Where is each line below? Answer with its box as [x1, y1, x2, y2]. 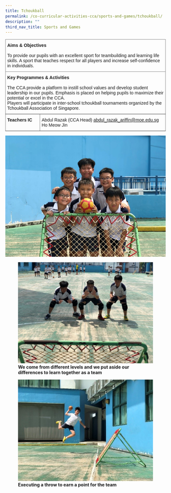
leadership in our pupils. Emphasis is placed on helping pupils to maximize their [7, 90, 164, 96]
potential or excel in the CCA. [7, 95, 65, 101]
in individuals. [7, 63, 35, 69]
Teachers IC [7, 117, 33, 123]
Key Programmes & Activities [7, 75, 70, 81]
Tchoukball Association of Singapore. [7, 105, 80, 111]
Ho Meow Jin [41, 122, 68, 128]
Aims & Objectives [7, 42, 47, 48]
